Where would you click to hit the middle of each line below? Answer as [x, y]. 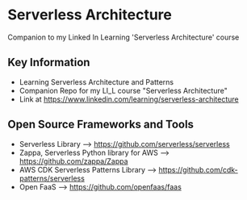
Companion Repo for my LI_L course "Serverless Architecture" [123, 90]
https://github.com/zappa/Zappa [73, 161]
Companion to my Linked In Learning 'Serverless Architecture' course [123, 37]
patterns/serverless [52, 178]
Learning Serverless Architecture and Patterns [96, 81]
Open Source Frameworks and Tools [101, 125]
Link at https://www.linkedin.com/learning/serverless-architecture [129, 99]
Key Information [49, 62]
